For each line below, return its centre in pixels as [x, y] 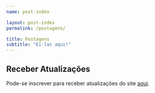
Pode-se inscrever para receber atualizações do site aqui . [78, 83]
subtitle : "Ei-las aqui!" [38, 45]
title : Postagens [28, 39]
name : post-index [28, 12]
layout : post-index [31, 22]
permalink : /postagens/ [36, 28]
